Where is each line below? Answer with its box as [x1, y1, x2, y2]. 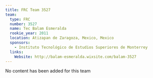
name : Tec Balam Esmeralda [10, 26, 67, 31]
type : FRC [10, 17, 30, 22]
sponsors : [10, 40, 30, 45]
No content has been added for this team [5, 68, 91, 74]
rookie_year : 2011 [10, 31, 49, 36]
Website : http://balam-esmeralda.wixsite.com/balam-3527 [14, 54, 137, 59]
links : [10, 49, 24, 54]
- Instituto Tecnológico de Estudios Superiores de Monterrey [14, 45, 148, 50]
